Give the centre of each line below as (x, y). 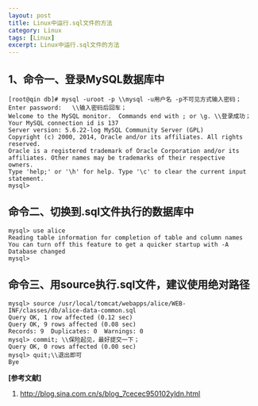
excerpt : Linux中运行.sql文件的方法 (64, 45)
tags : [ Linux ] (32, 38)
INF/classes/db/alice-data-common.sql (72, 310)
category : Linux (35, 30)
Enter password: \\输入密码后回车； (67, 108)
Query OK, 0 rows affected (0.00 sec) (72, 347)
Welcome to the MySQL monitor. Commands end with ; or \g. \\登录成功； (130, 116)
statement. (26, 178)
